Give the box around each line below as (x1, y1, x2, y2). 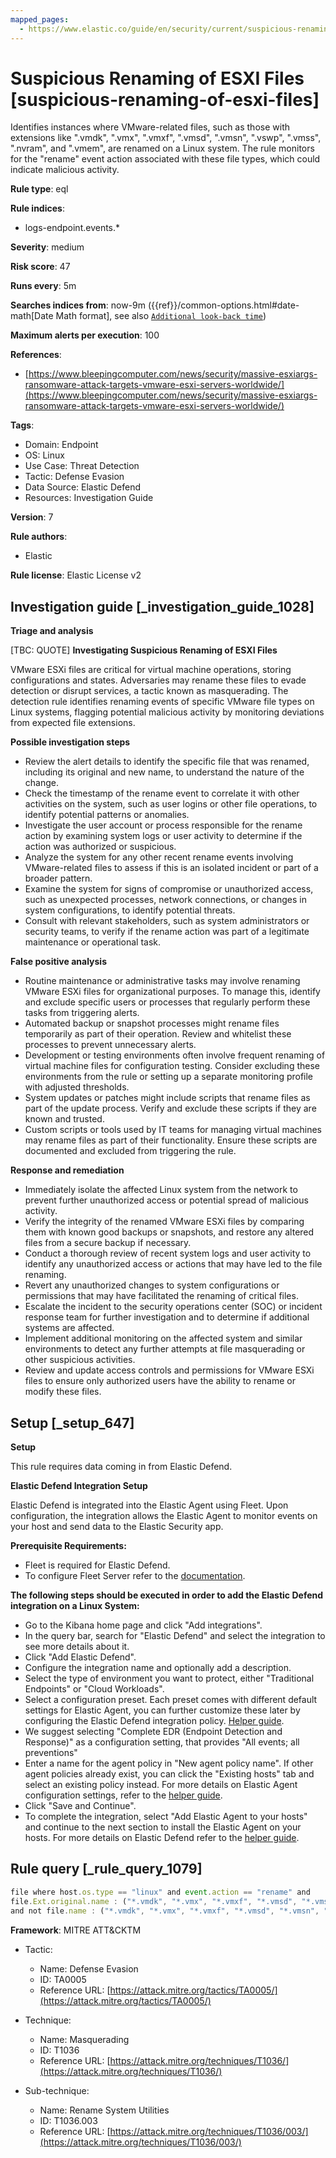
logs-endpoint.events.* (24, 222, 121, 234)
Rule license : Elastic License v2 (10, 569, 142, 581)
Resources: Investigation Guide (24, 492, 154, 504)
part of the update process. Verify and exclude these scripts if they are (24, 1102, 317, 1115)
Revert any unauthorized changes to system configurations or (24, 1279, 280, 1291)
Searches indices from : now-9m (10, 299, 146, 311)
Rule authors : (10, 531, 68, 543)
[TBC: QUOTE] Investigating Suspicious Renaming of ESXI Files (10, 644, 278, 656)
